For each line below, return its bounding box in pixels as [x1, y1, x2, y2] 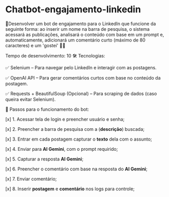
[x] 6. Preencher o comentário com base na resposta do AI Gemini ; [5, 166, 148, 172]
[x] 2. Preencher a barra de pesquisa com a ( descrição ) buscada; [5, 126, 145, 132]
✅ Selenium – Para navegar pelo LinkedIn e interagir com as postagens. [5, 64, 157, 70]
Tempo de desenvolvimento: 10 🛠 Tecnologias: [5, 52, 105, 58]
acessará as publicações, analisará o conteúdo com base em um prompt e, [5, 31, 164, 37]
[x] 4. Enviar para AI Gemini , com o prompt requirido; [5, 146, 118, 152]
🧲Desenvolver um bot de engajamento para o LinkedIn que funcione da [5, 21, 156, 27]
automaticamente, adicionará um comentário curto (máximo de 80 [5, 37, 145, 43]
